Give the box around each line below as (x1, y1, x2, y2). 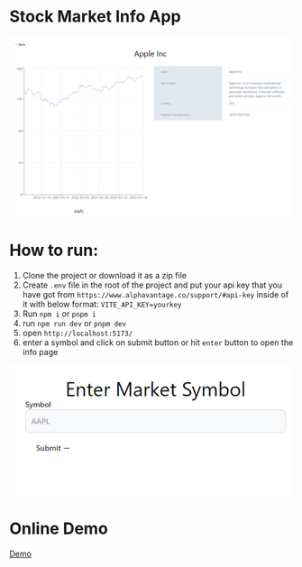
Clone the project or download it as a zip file (22, 270, 188, 281)
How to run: (9, 241, 99, 261)
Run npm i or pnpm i (22, 308, 96, 319)
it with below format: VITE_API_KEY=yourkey (22, 299, 182, 310)
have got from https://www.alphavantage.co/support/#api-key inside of (22, 289, 289, 300)
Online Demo (9, 518, 108, 539)
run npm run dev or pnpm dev (22, 318, 127, 329)
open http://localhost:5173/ (22, 327, 133, 339)
